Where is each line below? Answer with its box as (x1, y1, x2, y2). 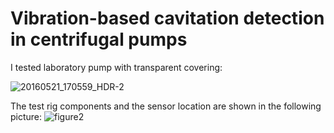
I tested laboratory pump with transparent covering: (10, 61, 223, 73)
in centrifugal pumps (10, 28, 188, 51)
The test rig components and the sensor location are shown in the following (10, 100, 322, 112)
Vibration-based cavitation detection (10, 7, 325, 30)
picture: (10, 110, 43, 122)
